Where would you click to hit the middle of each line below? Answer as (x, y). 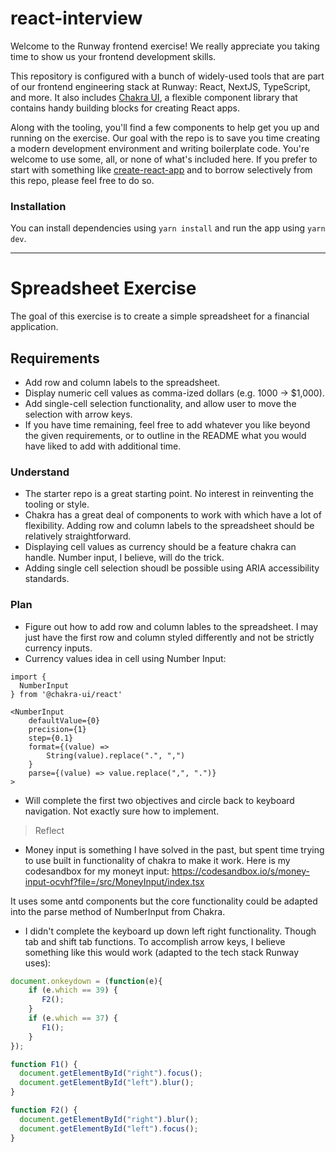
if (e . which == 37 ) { (73, 1018)
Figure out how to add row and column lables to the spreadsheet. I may (171, 626)
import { (28, 677)
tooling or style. (57, 504)
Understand (40, 472)
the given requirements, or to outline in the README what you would (165, 435)
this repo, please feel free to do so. (82, 180)
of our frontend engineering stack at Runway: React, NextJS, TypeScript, (160, 86)
